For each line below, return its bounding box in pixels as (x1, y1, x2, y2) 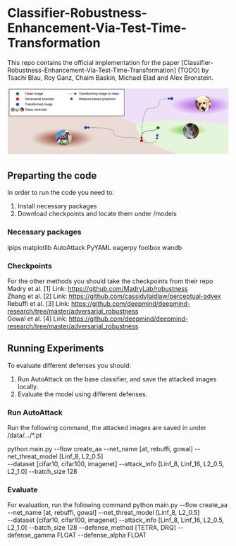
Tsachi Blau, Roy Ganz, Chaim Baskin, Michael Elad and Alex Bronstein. (7, 73, 213, 82)
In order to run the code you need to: (7, 189, 115, 197)
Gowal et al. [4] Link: (7, 314, 68, 323)
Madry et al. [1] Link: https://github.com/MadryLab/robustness (7, 284, 188, 292)
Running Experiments (7, 343, 104, 355)
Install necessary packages (17, 202, 97, 210)
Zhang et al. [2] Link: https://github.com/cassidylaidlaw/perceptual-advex (7, 292, 221, 300)
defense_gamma (7, 531, 56, 540)
